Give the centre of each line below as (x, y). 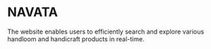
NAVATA (33, 12)
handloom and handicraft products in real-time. (76, 38)
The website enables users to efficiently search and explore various (106, 31)
